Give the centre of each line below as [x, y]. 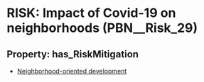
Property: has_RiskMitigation [73, 54]
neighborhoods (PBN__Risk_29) [102, 28]
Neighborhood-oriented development [72, 71]
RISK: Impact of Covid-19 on [91, 13]
